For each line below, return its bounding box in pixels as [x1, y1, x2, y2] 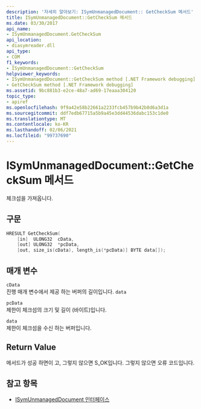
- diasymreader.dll [6, 43, 56, 49]
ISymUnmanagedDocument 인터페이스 [14, 396, 110, 403]
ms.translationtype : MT [6, 116, 66, 122]
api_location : [6, 37, 42, 43]
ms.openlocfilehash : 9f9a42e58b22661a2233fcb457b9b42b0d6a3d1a [6, 104, 169, 111]
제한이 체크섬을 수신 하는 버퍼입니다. [6, 324, 92, 332]
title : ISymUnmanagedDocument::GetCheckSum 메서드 [6, 15, 133, 21]
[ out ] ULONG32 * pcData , [17, 241, 80, 248]
